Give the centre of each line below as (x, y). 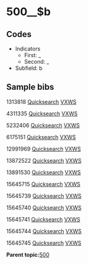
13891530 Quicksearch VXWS (43, 172)
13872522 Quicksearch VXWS (44, 160)
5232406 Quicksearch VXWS (43, 125)
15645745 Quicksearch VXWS (44, 243)
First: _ (32, 55)
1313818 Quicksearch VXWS (42, 101)
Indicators (28, 49)
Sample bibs (30, 87)
